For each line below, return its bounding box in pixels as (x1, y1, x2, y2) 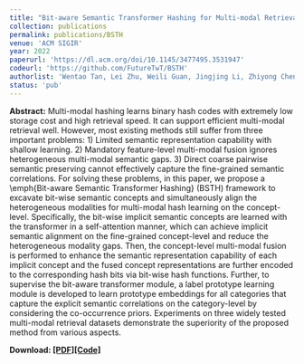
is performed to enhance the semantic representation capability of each (9, 250, 278, 261)
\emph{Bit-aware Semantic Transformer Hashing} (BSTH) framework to (9, 182, 276, 193)
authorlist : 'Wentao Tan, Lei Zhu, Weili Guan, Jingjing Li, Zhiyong (9, 72, 278, 81)
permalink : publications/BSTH (9, 30, 124, 39)
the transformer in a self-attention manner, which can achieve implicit (9, 221, 269, 232)
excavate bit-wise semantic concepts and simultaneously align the (9, 192, 258, 203)
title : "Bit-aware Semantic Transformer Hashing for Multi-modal (9, 13, 261, 23)
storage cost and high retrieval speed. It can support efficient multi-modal (9, 115, 285, 126)
